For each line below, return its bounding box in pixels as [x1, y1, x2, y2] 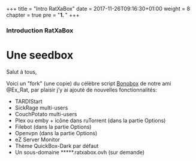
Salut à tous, [6, 68, 37, 75]
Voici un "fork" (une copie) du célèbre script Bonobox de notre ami [6, 80, 171, 87]
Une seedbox [6, 48, 74, 62]
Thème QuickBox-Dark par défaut [14, 142, 99, 149]
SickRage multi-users [14, 104, 68, 111]
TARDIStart [14, 98, 43, 105]
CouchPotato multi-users [14, 110, 77, 117]
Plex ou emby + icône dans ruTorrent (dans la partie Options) [14, 117, 166, 124]
